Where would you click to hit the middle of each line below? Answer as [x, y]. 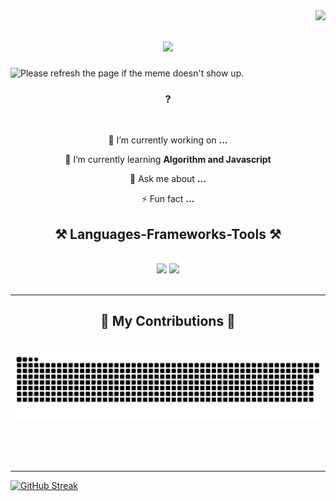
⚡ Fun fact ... [168, 199]
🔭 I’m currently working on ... [168, 140]
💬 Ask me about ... [168, 179]
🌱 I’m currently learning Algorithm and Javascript [168, 160]
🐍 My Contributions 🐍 [168, 321]
